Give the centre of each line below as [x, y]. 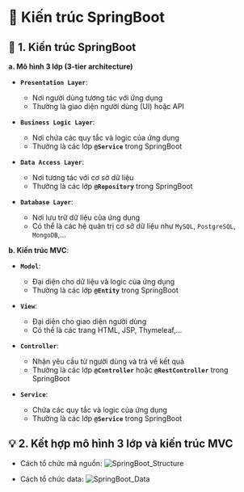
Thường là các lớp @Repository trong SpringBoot [112, 186]
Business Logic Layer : [57, 122]
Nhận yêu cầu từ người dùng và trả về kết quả [108, 361]
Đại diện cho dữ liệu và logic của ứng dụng [103, 282]
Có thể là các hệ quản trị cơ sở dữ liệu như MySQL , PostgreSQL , [134, 226]
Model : [30, 266]
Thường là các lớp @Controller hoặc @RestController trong [130, 370]
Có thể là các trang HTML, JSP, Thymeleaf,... [107, 330]
